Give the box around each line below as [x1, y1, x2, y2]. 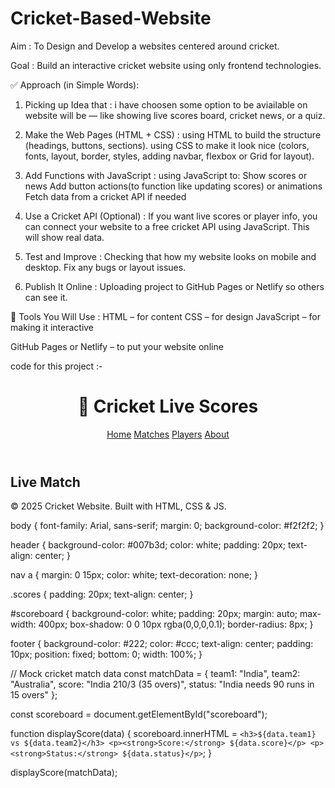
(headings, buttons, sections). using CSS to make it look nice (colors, [24, 139, 310, 151]
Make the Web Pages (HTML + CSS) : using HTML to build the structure [24, 128, 322, 141]
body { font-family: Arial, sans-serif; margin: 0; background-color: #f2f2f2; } [10, 520, 325, 532]
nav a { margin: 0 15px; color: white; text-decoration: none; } [10, 569, 259, 581]
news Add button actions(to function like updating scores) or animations [24, 180, 323, 192]
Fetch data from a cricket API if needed [24, 190, 187, 202]
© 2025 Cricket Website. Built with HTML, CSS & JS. [10, 500, 227, 512]
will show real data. [24, 231, 105, 243]
